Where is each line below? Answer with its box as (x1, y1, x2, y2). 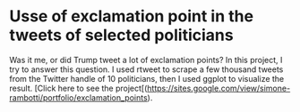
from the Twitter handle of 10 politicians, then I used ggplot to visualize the (9, 73, 285, 84)
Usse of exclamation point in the (9, 6, 253, 27)
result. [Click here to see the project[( (9, 83, 148, 93)
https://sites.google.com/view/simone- (147, 83, 291, 93)
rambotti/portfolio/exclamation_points (9, 92, 148, 103)
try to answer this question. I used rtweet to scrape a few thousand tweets (9, 64, 284, 75)
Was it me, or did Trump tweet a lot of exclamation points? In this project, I (9, 54, 283, 65)
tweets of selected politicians (9, 25, 235, 45)
